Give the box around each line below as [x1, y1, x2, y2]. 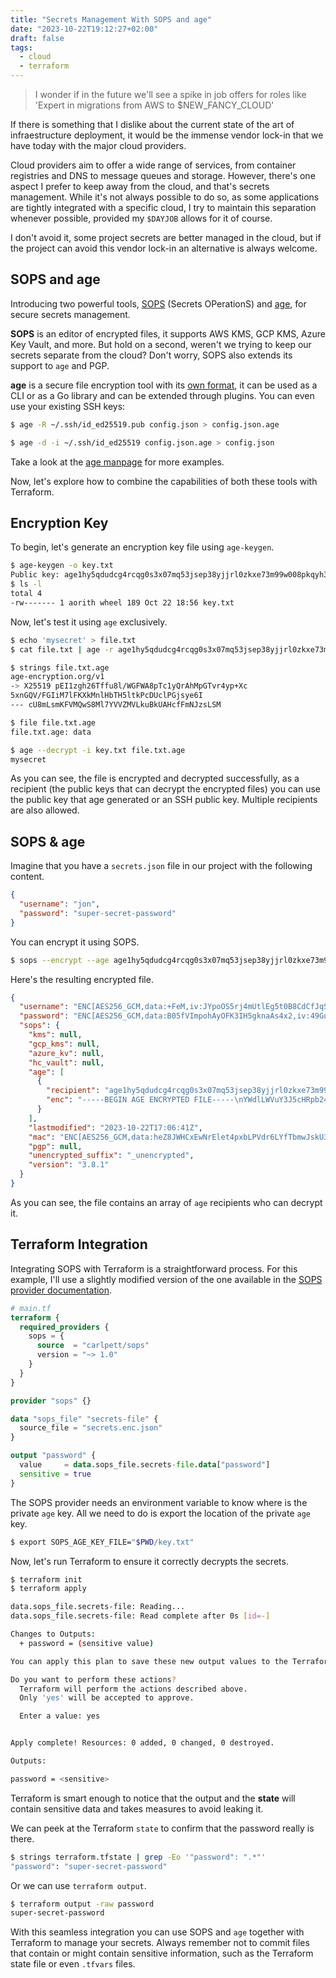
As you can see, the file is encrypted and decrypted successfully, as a [10, 772, 300, 785]
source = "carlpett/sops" [36, 1341, 150, 1351]
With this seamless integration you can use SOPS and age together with [10, 1926, 305, 1938]
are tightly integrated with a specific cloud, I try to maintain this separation [10, 202, 317, 213]
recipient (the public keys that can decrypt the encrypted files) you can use [10, 783, 322, 795]
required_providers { [19, 1322, 110, 1332]
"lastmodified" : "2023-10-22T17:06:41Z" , [28, 1122, 203, 1133]
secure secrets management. [10, 308, 131, 320]
